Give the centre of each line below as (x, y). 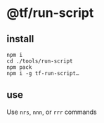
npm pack (19, 67)
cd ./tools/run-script (40, 61)
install (20, 39)
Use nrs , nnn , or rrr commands (52, 112)
